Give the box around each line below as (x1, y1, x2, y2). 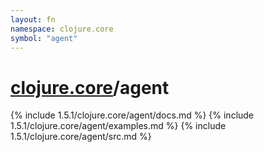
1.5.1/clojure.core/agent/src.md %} (10, 131, 152, 143)
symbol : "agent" (10, 33, 78, 43)
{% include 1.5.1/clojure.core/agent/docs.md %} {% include (10, 109, 255, 121)
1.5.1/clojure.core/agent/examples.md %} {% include (10, 120, 227, 132)
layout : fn (10, 14, 56, 25)
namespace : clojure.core (10, 24, 114, 34)
